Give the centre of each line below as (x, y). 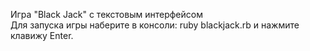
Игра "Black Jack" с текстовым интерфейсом (106, 14)
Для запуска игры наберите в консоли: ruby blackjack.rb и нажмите (155, 25)
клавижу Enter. (42, 35)
